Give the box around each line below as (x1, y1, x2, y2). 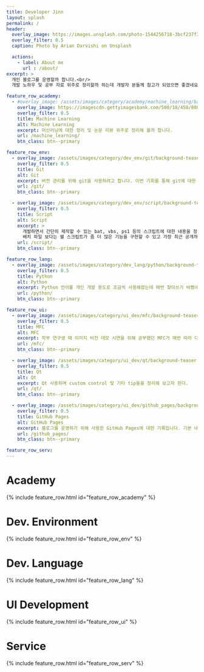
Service (6, 639, 47, 653)
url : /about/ (22, 65, 59, 71)
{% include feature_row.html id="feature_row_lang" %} (6, 576, 144, 584)
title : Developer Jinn (6, 9, 64, 15)
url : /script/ (17, 240, 53, 246)
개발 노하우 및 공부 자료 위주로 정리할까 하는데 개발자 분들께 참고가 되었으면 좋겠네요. (12, 82, 202, 88)
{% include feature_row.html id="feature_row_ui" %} (6, 618, 138, 625)
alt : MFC (17, 329, 39, 335)
